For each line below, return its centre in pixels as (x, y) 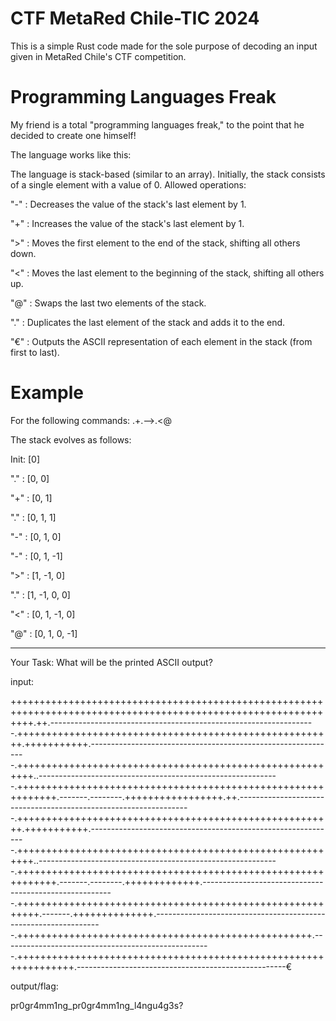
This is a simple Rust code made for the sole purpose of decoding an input (164, 46)
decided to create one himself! (73, 135)
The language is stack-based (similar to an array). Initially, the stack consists (168, 174)
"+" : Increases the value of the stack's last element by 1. (127, 223)
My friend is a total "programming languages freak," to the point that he (157, 124)
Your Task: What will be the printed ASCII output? (111, 662)
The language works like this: (71, 154)
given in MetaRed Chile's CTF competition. (98, 56)
